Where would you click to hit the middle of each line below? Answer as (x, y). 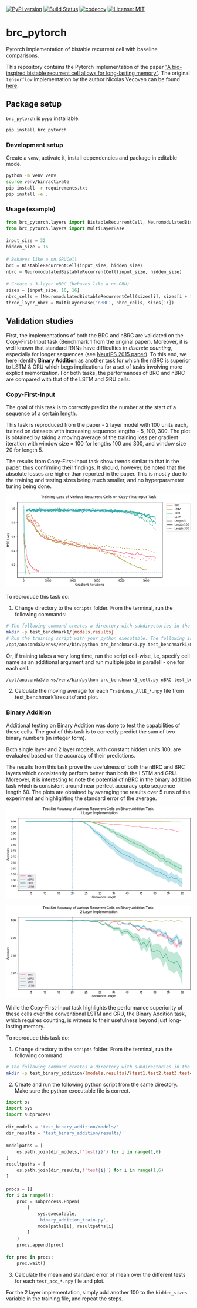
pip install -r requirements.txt (47, 188)
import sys (19, 1108)
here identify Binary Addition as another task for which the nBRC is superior (98, 360)
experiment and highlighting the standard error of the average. (81, 798)
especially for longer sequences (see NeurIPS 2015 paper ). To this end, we (96, 354)
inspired (16, 73)
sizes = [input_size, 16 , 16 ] (43, 291)
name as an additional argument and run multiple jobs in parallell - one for (95, 662)
